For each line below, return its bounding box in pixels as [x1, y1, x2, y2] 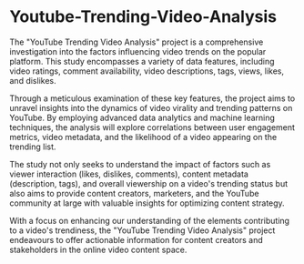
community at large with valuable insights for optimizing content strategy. [9, 198, 285, 208]
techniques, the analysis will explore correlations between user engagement [9, 121, 296, 133]
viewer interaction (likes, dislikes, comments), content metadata [9, 168, 248, 179]
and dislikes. [9, 75, 56, 86]
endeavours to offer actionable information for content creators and [9, 234, 263, 245]
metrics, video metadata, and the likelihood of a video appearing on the [9, 131, 278, 142]
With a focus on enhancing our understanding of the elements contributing [9, 215, 289, 226]
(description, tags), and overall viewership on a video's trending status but [9, 178, 289, 188]
